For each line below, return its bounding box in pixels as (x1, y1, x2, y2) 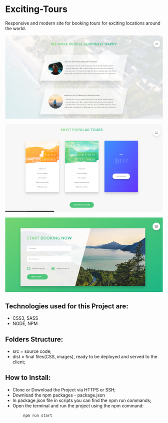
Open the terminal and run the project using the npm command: (12, 402, 144, 408)
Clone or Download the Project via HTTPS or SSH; (12, 386, 116, 392)
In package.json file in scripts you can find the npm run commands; (12, 397, 151, 403)
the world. (5, 25, 26, 31)
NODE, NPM (12, 320, 38, 326)
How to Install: (5, 373, 51, 382)
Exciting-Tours (5, 4, 67, 15)
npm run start (23, 413, 52, 418)
